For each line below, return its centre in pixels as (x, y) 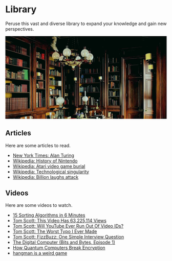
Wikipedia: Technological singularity (51, 172)
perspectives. (20, 29)
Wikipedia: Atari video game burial (49, 166)
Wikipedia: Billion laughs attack (46, 177)
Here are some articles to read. (38, 145)
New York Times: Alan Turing (43, 155)
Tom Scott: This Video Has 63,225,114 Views (59, 221)
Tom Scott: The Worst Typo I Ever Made (55, 231)
